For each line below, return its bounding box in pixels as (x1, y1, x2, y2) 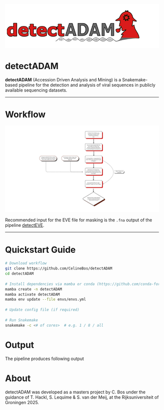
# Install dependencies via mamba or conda (5, 281, 95, 287)
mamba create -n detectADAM (5, 287, 62, 291)
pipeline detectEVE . (5, 222, 45, 228)
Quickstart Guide (5, 244, 76, 255)
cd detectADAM (5, 271, 34, 276)
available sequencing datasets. (5, 87, 67, 93)
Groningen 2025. (5, 399, 39, 405)
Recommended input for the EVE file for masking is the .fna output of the (5, 217, 152, 223)
